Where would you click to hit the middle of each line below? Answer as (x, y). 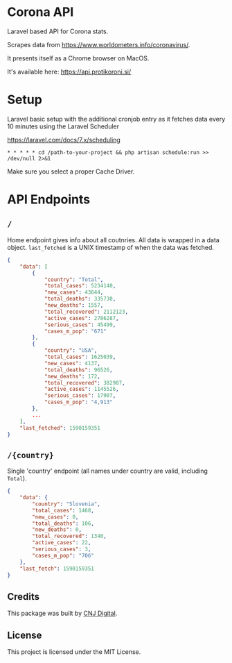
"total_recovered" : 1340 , (70, 536)
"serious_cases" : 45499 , (80, 325)
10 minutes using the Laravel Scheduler (63, 126)
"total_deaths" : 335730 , (80, 299)
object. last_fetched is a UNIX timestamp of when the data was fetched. (111, 247)
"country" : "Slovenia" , (66, 504)
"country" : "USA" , (71, 351)
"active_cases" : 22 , (62, 543)
